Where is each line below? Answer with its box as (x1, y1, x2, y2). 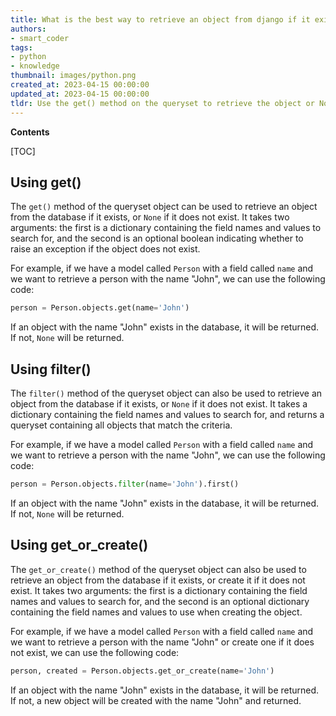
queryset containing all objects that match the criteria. (10, 419, 233, 431)
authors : (10, 24, 47, 34)
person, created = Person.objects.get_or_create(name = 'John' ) (10, 666, 275, 676)
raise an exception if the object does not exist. (10, 243, 201, 255)
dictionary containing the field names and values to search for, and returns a (10, 409, 325, 420)
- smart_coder (10, 33, 70, 43)
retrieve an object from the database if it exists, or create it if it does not (10, 574, 306, 586)
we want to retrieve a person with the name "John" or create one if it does (10, 636, 315, 648)
